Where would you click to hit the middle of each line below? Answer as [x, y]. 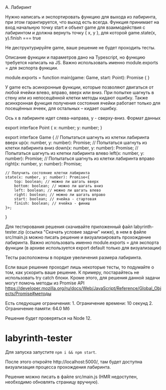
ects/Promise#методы [28, 294]
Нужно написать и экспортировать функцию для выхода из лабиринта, [81, 17]
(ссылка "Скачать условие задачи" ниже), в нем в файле [86, 232]
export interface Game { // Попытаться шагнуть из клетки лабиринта [77, 137]
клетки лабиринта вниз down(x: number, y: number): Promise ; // [72, 148]
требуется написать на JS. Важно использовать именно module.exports [82, 63]
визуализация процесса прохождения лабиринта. [58, 367]
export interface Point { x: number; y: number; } [54, 128]
